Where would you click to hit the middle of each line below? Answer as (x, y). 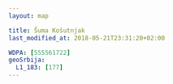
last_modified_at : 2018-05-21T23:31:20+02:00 (86, 38)
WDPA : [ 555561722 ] (39, 52)
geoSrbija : (27, 60)
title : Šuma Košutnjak (47, 30)
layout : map (28, 16)
